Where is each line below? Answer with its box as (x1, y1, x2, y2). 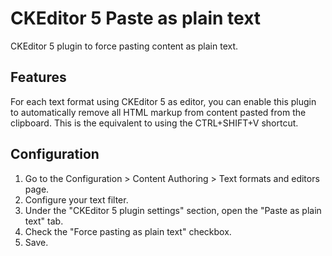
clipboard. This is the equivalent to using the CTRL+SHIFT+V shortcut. (10, 117, 299, 129)
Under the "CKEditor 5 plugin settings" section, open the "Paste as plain (24, 204, 322, 216)
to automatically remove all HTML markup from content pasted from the (10, 106, 307, 118)
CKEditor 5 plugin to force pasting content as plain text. (10, 40, 239, 52)
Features (10, 69, 67, 86)
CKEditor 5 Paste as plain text (10, 7, 262, 30)
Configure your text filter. (24, 193, 129, 206)
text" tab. (24, 215, 64, 227)
